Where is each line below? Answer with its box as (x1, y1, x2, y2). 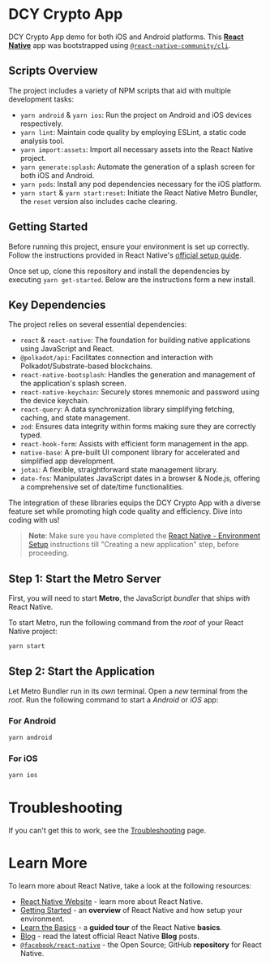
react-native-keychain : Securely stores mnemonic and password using (19, 387, 259, 397)
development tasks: (8, 94, 75, 104)
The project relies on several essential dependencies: (8, 319, 187, 329)
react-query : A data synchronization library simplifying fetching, (19, 404, 235, 415)
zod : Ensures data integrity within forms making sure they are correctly (19, 422, 257, 432)
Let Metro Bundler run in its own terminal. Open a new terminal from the (8, 686, 248, 696)
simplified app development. (19, 456, 116, 466)
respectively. (19, 119, 63, 128)
